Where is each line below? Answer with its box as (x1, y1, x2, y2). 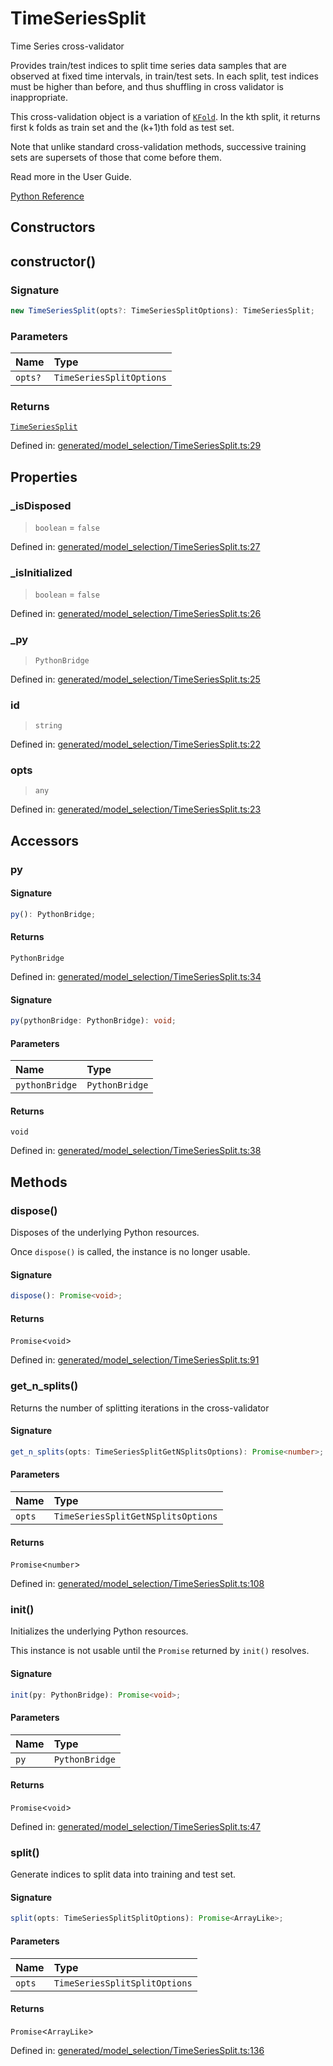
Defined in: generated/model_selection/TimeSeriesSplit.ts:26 (10, 608, 262, 620)
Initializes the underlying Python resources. (10, 1625, 189, 1637)
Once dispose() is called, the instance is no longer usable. (10, 1246, 251, 1258)
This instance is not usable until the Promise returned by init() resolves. (10, 1645, 310, 1657)
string (34, 721, 63, 731)
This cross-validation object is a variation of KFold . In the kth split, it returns (10, 110, 321, 122)
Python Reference (10, 190, 85, 202)
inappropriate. (10, 91, 68, 103)
